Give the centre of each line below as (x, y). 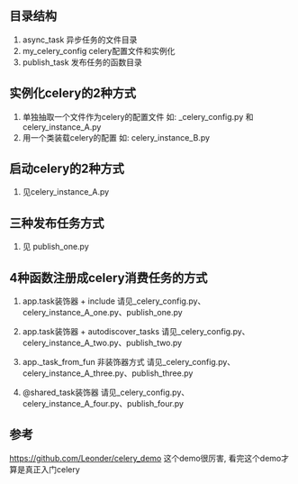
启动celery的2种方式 (67, 169)
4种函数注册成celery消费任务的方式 (108, 278)
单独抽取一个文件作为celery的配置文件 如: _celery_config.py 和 (138, 116)
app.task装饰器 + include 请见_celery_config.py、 (114, 301)
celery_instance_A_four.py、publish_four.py (103, 404)
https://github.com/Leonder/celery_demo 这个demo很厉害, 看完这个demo (145, 458)
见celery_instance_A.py (66, 192)
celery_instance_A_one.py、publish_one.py (102, 313)
